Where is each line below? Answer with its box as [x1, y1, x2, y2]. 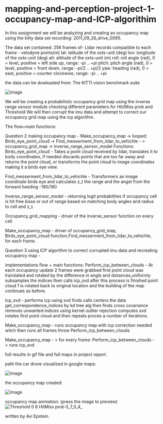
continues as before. [5, 288, 46, 294]
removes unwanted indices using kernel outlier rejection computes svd [5, 308, 147, 313]
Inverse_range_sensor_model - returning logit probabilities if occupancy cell [5, 193, 157, 199]
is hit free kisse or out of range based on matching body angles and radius [5, 198, 154, 204]
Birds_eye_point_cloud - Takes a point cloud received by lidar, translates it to [5, 148, 158, 154]
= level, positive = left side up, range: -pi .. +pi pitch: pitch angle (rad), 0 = [5, 60, 153, 66]
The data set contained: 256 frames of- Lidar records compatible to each [5, 44, 151, 50]
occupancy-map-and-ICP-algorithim [5, 14, 157, 25]
